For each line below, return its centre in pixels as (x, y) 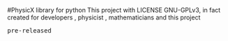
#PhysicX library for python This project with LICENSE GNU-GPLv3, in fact (114, 10)
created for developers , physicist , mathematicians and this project (104, 17)
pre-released (30, 31)
